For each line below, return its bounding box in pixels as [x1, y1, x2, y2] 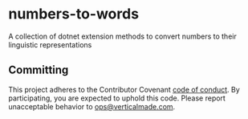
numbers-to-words [8, 5, 139, 23]
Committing [8, 64, 69, 77]
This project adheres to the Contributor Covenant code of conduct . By [8, 84, 241, 94]
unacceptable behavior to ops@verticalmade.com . [8, 101, 176, 111]
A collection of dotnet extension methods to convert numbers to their [8, 31, 237, 41]
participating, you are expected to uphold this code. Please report [8, 93, 226, 103]
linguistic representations [8, 39, 92, 49]
